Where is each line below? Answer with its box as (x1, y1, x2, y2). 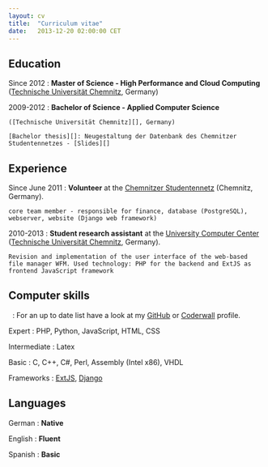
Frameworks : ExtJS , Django (8, 373, 103, 383)
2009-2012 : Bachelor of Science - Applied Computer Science (8, 103, 220, 113)
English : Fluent (8, 434, 61, 444)
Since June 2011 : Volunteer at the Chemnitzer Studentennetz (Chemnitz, (8, 183, 253, 193)
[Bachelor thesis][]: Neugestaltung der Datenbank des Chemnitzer (8, 133, 237, 141)
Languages (8, 397, 66, 410)
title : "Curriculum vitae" (8, 19, 104, 28)
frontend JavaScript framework (8, 267, 114, 275)
